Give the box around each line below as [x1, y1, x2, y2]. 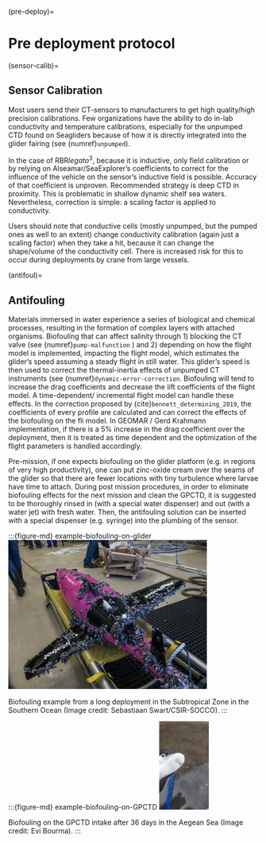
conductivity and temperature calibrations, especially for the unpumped [8, 122, 243, 131]
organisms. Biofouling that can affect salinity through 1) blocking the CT [8, 331, 242, 341]
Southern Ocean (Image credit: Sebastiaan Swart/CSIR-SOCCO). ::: [8, 706, 228, 715]
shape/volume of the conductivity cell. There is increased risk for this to [8, 246, 244, 257]
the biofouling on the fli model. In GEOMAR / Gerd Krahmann [8, 416, 206, 426]
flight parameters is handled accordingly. [8, 441, 143, 451]
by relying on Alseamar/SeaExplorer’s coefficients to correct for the [8, 164, 229, 173]
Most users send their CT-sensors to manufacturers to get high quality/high [8, 105, 256, 114]
